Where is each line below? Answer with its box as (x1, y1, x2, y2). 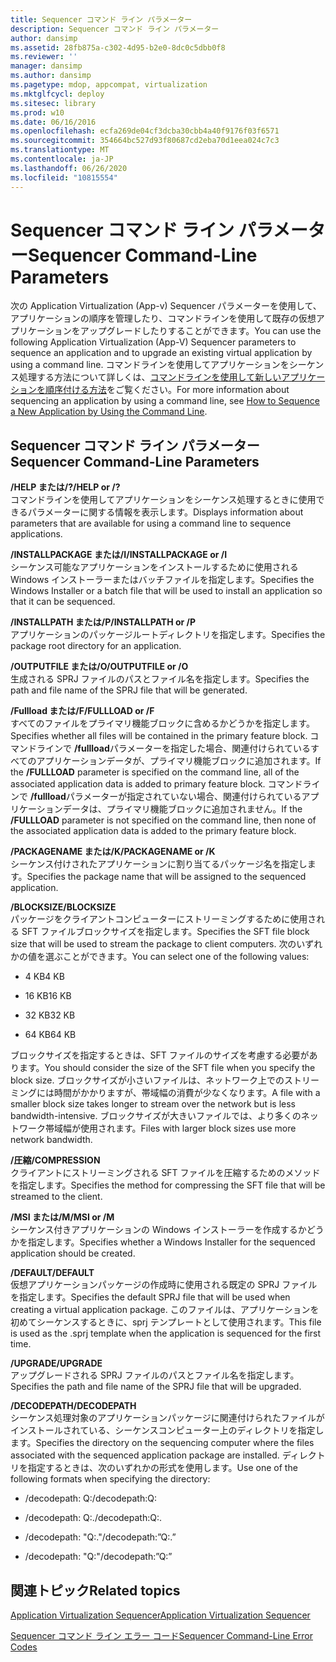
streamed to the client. (10, 1191, 103, 1203)
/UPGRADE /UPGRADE (10, 1357, 103, 1370)
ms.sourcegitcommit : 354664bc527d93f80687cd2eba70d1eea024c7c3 (10, 136, 280, 146)
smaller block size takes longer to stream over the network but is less (10, 1098, 296, 1110)
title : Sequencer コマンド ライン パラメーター (10, 14, 193, 25)
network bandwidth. (10, 1134, 93, 1146)
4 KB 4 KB (24, 971, 65, 983)
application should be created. (10, 1247, 136, 1260)
